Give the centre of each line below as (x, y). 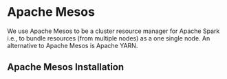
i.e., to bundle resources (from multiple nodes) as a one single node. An (109, 38)
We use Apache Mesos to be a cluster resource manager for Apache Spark (113, 31)
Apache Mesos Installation (66, 67)
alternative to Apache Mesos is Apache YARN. (73, 45)
